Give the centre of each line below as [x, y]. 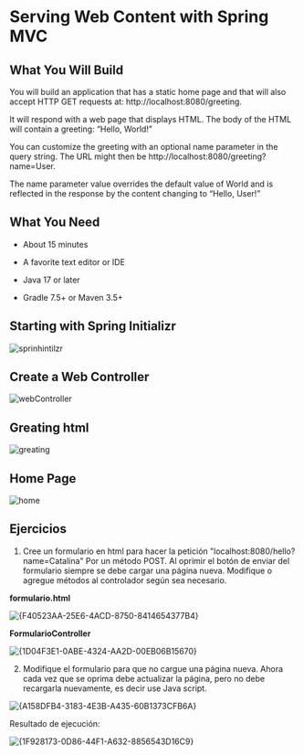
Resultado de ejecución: [55, 723]
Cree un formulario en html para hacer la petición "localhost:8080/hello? [159, 551]
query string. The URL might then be [78, 156]
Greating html [49, 427]
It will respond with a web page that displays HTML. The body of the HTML [151, 119]
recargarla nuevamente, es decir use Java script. [115, 688]
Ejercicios [38, 529]
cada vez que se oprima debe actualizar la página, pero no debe [144, 678]
